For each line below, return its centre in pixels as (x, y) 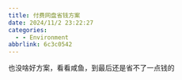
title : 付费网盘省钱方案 (44, 15)
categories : (28, 30)
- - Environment (42, 37)
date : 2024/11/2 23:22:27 (51, 23)
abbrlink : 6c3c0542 (40, 45)
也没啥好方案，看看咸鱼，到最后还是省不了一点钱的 (91, 68)
